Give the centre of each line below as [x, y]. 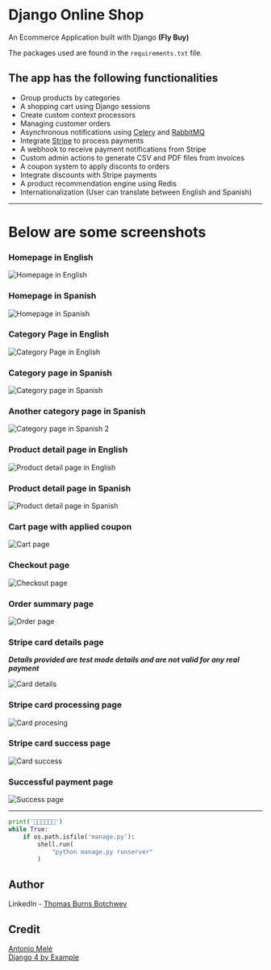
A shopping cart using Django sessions [85, 106]
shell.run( [56, 844]
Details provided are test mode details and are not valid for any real [124, 660]
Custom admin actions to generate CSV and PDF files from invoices [132, 157]
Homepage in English [51, 257]
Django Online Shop [76, 15]
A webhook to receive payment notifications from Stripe [113, 149]
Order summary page [51, 604]
